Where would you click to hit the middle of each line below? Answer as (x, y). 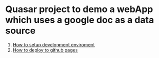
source (20, 31)
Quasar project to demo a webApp (79, 9)
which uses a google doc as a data (80, 20)
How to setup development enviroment (54, 44)
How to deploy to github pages (45, 50)
